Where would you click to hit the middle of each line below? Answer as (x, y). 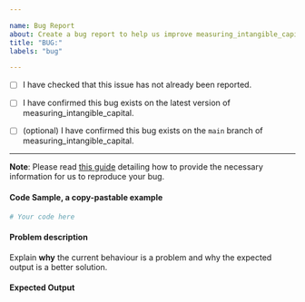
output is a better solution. (59, 267)
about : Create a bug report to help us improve (101, 34)
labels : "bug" (36, 51)
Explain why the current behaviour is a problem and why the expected (141, 257)
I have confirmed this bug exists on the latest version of (127, 103)
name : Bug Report (42, 25)
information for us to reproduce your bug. (87, 177)
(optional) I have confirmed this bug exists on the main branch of (143, 131)
